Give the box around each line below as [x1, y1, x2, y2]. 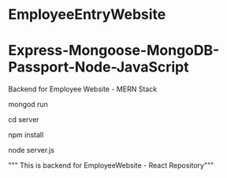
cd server [8, 115, 39, 124]
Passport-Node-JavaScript [8, 58, 189, 76]
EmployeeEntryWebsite [8, 6, 166, 24]
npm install [8, 130, 44, 139]
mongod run [8, 100, 49, 109]
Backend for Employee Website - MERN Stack [8, 84, 158, 94]
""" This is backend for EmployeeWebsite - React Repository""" [8, 161, 214, 170]
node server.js [8, 146, 55, 155]
